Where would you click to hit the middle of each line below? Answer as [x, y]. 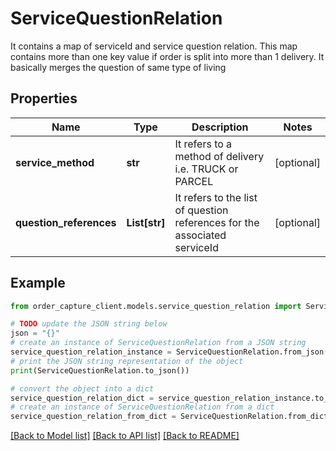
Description [220, 127]
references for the [217, 222]
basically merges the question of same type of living [118, 67]
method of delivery [219, 156]
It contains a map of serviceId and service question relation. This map [154, 46]
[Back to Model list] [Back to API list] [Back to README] [125, 436]
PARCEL [194, 181]
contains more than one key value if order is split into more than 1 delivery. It [167, 56]
